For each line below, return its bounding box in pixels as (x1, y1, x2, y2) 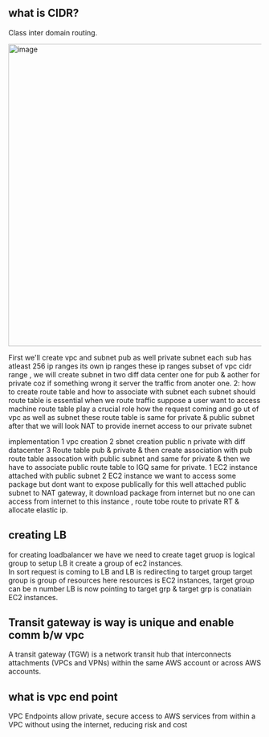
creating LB (8, 529, 67, 542)
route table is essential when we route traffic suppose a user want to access (8, 395, 261, 405)
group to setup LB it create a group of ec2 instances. (8, 558, 183, 568)
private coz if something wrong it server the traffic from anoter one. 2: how (8, 378, 256, 388)
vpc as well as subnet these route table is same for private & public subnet (8, 412, 255, 422)
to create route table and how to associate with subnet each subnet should (8, 386, 256, 397)
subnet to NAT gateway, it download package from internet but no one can (8, 488, 255, 497)
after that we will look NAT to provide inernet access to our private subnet (8, 421, 253, 430)
